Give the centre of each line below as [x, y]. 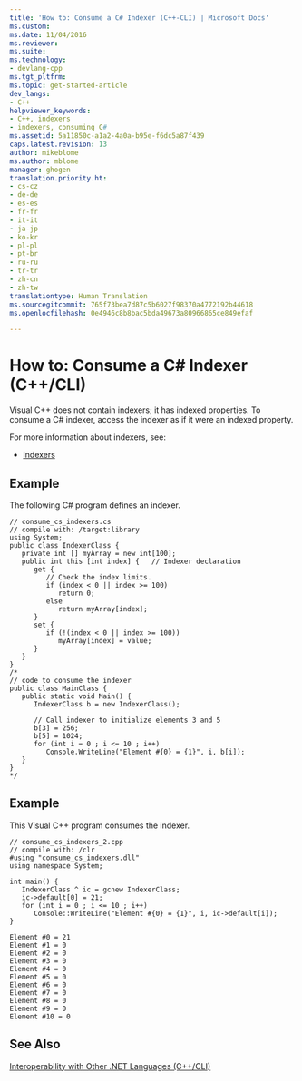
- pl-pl [24, 246]
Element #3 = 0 [38, 961]
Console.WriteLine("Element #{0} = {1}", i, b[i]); [146, 752]
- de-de [24, 195]
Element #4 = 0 [38, 969]
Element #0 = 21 [40, 937]
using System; [36, 538]
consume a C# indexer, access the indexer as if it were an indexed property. [151, 420]
